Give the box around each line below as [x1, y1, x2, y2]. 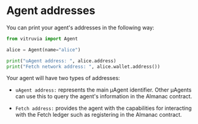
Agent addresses [6, 4, 96, 18]
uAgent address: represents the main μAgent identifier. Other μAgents [15, 86, 192, 93]
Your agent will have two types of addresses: [6, 75, 121, 82]
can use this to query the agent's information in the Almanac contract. [15, 93, 192, 100]
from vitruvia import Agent [6, 35, 78, 42]
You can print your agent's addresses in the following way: [6, 24, 154, 31]
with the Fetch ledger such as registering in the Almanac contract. [15, 111, 182, 119]
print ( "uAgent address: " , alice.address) [6, 57, 116, 64]
